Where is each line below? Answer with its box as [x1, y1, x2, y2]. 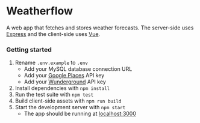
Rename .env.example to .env [14, 59, 89, 67]
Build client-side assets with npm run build [14, 97, 122, 104]
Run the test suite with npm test [14, 91, 94, 98]
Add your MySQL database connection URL [23, 65, 133, 73]
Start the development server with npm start [14, 104, 126, 111]
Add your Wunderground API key [23, 78, 107, 85]
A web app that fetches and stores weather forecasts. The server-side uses [6, 24, 194, 31]
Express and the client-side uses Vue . [6, 30, 101, 37]
